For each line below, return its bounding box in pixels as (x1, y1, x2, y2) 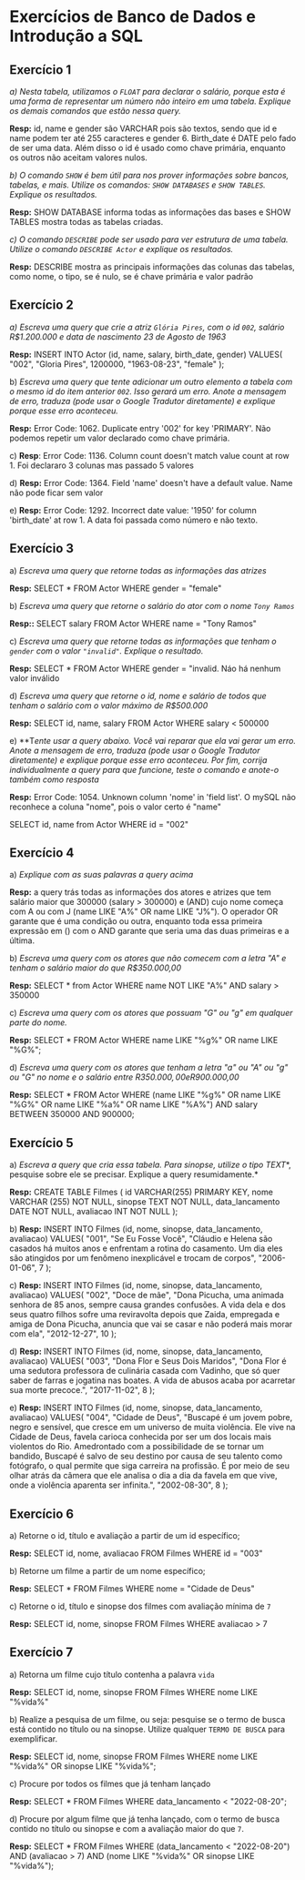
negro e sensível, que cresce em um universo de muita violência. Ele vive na (9, 1422, 296, 1433)
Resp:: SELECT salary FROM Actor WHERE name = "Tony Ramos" (9, 617, 258, 629)
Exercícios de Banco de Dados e (9, 6, 257, 27)
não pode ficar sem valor (9, 487, 104, 498)
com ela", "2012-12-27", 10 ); (9, 1328, 117, 1339)
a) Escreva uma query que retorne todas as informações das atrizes (9, 564, 267, 575)
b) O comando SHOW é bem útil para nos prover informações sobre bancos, (9, 170, 290, 180)
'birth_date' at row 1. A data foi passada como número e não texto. (9, 514, 259, 525)
